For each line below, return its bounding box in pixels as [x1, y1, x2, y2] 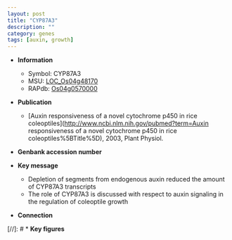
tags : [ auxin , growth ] [7, 37, 74, 44]
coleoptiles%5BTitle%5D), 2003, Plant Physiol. [27, 134, 164, 143]
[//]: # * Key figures [7, 225, 65, 233]
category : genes [7, 30, 55, 37]
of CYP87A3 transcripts [27, 182, 96, 191]
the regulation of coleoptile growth [27, 198, 129, 206]
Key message [17, 161, 58, 170]
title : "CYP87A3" [7, 17, 58, 24]
